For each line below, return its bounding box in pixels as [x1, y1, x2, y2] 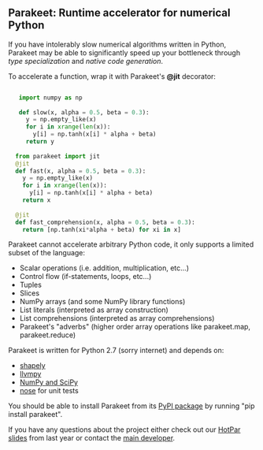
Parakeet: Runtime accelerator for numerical [8, 6, 231, 20]
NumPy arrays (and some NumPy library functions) [19, 297, 186, 307]
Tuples [19, 280, 42, 290]
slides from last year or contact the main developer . [8, 433, 176, 443]
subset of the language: [8, 248, 85, 258]
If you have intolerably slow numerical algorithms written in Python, [8, 39, 227, 49]
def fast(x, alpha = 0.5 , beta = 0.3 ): [15, 167, 146, 175]
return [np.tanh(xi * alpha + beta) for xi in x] [22, 225, 181, 233]
